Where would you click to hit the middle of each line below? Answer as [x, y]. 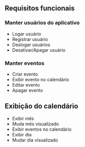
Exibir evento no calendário [40, 79]
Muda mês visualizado [35, 124]
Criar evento [25, 74]
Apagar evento [28, 90]
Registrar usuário [30, 39]
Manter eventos [25, 63]
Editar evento [26, 85]
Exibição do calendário [41, 106]
